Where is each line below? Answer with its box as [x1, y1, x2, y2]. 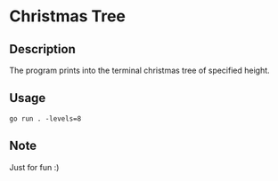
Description [9, 42, 76, 57]
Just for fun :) [9, 161, 60, 172]
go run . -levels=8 [9, 114, 82, 123]
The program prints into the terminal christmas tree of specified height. [9, 65, 270, 75]
